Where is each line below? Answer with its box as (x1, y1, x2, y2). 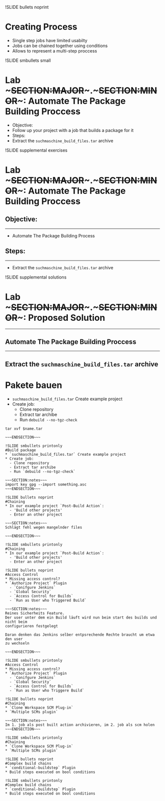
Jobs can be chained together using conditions (12, 43, 108, 49)
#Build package (5, 447, 36, 453)
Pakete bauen (5, 380, 62, 391)
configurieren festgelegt (5, 623, 58, 628)
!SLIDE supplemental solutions (5, 274, 67, 280)
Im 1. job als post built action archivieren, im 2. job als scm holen (5, 722, 155, 727)
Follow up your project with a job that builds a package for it (12, 127, 134, 133)
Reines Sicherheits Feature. (5, 611, 65, 616)
